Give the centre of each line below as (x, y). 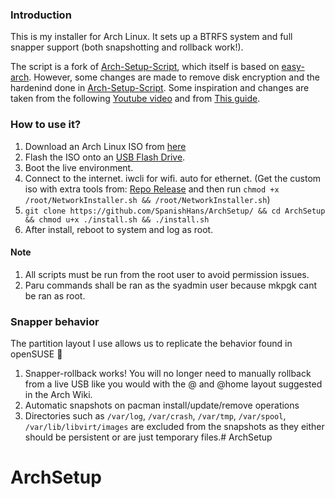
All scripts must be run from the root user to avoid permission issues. (167, 274)
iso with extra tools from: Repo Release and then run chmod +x (152, 189)
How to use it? (46, 125)
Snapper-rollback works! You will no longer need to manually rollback (168, 374)
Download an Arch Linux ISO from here (105, 146)
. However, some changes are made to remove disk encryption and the (174, 77)
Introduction (41, 15)
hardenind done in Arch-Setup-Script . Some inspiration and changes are (160, 88)
